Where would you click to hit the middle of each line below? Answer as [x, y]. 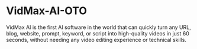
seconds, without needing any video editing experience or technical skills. [96, 40]
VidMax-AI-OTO [47, 11]
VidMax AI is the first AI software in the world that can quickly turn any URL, [98, 27]
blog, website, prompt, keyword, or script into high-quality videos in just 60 [98, 33]
